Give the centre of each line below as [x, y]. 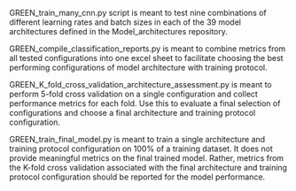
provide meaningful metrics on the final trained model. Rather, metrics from [147, 158]
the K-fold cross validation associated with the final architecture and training [148, 168]
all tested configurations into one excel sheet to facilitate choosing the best [146, 58]
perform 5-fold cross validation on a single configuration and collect [134, 94]
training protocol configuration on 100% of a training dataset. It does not [141, 149]
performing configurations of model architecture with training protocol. [138, 67]
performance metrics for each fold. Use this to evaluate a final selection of [145, 103]
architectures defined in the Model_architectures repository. [119, 31]
